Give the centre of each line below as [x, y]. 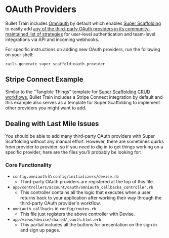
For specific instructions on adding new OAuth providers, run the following [83, 49]
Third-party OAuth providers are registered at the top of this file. [87, 181]
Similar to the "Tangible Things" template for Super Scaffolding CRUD [78, 92]
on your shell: [19, 55]
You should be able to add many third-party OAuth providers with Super [80, 136]
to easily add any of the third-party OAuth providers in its [65, 28]
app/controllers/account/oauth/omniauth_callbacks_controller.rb [83, 187]
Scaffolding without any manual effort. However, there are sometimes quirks [85, 141]
